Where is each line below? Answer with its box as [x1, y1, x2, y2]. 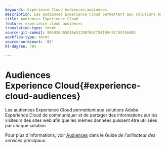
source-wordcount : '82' [5, 39, 54, 44]
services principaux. [5, 137, 47, 143]
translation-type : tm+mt [5, 26, 56, 31]
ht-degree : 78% [5, 44, 37, 49]
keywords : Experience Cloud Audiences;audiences [5, 7, 107, 12]
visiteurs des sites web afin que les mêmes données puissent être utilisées [5, 117, 157, 123]
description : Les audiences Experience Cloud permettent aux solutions [5, 12, 156, 17]
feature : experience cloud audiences [5, 21, 83, 26]
